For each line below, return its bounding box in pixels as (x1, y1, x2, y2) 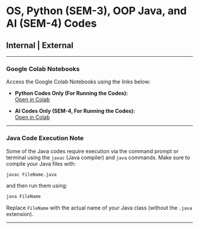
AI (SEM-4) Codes (6, 17, 97, 30)
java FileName (6, 193, 41, 199)
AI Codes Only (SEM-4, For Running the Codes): (14, 108, 135, 115)
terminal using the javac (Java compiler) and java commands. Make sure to (6, 154, 191, 161)
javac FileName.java (6, 172, 57, 178)
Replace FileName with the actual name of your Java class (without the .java (6, 204, 192, 211)
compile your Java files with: (6, 160, 76, 167)
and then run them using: (6, 182, 68, 189)
